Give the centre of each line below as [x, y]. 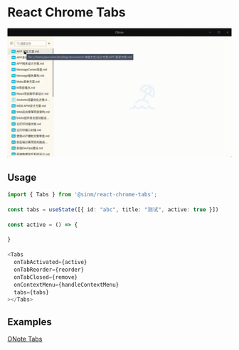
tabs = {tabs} [32, 292]
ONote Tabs [25, 339]
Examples [30, 322]
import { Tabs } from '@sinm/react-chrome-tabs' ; [83, 195]
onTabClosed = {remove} [46, 277]
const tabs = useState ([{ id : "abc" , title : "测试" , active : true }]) [113, 210]
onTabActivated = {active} [51, 262]
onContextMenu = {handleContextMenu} [67, 285]
